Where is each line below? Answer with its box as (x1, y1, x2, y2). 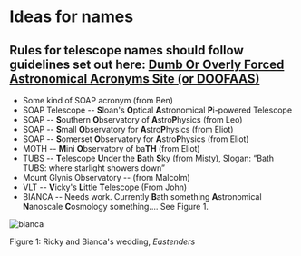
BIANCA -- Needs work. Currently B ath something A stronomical (22, 192, 262, 202)
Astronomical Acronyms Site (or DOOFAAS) (9, 71, 260, 86)
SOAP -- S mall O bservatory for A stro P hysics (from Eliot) (22, 124, 234, 134)
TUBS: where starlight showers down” (22, 162, 166, 173)
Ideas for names (9, 6, 134, 27)
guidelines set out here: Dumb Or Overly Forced (9, 56, 285, 72)
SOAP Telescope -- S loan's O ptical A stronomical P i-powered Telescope (22, 104, 293, 115)
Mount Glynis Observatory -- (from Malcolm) (22, 172, 190, 182)
